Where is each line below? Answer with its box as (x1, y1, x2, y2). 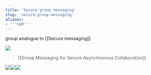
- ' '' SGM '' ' (5, 21, 31, 27)
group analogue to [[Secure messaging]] (5, 35, 91, 42)
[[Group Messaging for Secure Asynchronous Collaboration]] (17, 55, 146, 61)
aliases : (5, 17, 24, 22)
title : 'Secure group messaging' (5, 7, 77, 13)
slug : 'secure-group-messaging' (5, 12, 74, 17)
